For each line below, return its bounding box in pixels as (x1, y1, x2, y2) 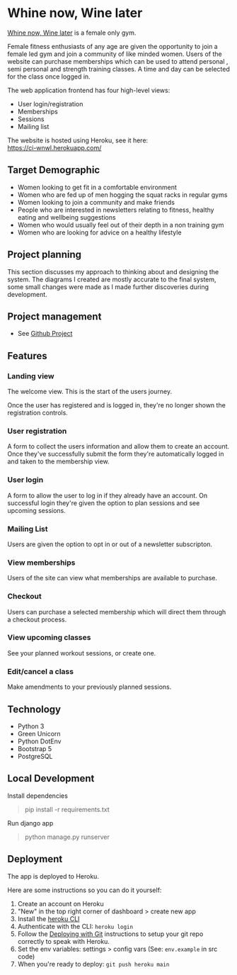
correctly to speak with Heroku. (17, 937, 110, 945)
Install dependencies (7, 791, 69, 800)
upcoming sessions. (7, 506, 66, 514)
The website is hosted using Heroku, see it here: (7, 136, 149, 145)
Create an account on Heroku (17, 899, 104, 908)
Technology (7, 703, 62, 715)
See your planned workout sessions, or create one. (7, 648, 156, 657)
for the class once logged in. (7, 72, 91, 81)
